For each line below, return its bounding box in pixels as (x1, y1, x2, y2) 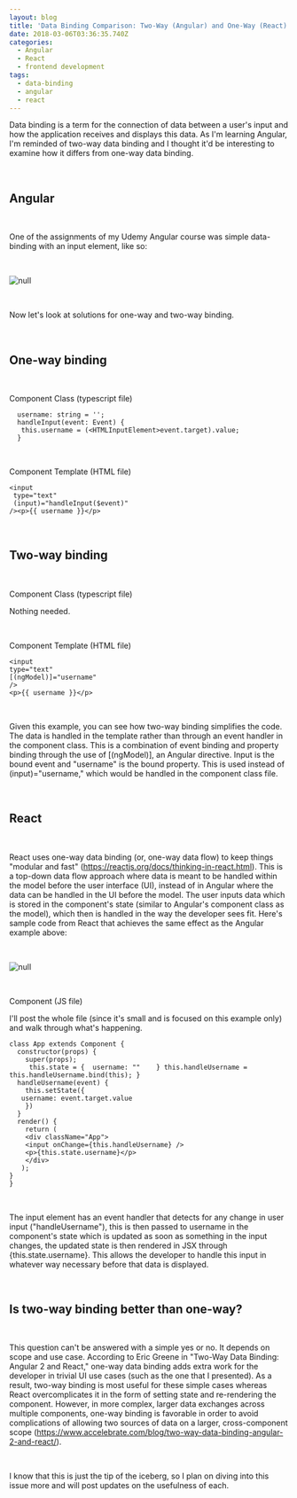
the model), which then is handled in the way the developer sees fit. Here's (9, 908, 283, 918)
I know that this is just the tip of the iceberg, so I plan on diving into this (9, 1471, 270, 1481)
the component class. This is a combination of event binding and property (9, 739, 279, 750)
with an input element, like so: (38, 241, 148, 252)
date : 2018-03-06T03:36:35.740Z (9, 29, 129, 38)
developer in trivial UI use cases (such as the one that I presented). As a (9, 1370, 272, 1381)
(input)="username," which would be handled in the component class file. (9, 768, 278, 778)
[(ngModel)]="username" (9, 673, 98, 682)
